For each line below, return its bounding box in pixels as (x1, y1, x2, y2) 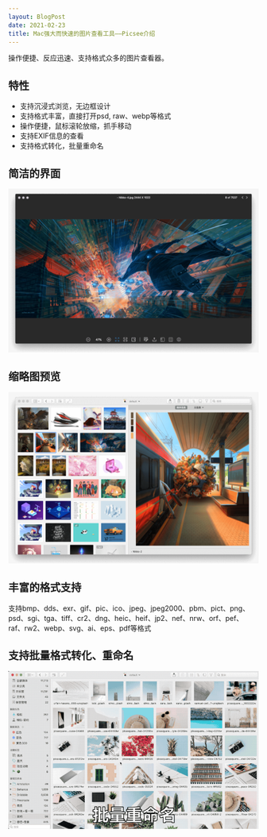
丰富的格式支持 (8, 580, 82, 595)
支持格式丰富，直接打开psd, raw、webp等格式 (19, 111, 172, 121)
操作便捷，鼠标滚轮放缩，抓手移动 (19, 121, 132, 131)
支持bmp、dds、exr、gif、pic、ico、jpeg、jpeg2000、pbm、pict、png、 (8, 604, 250, 613)
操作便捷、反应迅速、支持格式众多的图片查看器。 (8, 53, 168, 63)
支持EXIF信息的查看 (19, 131, 84, 141)
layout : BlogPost (8, 13, 66, 21)
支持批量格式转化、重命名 (8, 649, 133, 662)
